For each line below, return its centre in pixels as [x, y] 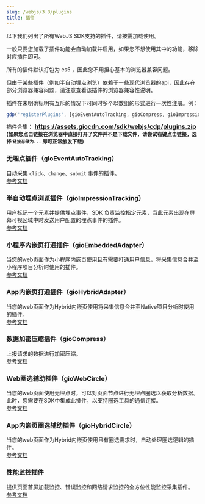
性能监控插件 [25, 472]
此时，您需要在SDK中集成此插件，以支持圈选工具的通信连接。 [84, 401]
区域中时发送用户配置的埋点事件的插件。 [73, 220]
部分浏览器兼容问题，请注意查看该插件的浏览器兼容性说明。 [81, 90]
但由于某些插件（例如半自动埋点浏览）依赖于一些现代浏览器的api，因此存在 [101, 82]
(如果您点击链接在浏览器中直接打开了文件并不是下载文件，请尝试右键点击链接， [99, 134]
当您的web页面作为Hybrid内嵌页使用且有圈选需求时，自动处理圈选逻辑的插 [100, 440]
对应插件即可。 [25, 56]
